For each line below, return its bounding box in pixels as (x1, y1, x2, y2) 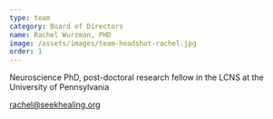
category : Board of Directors (9, 22, 124, 31)
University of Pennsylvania (9, 82, 110, 93)
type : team (9, 13, 51, 23)
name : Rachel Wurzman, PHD (9, 30, 112, 39)
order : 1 (9, 47, 43, 56)
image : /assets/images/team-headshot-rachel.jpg (9, 38, 197, 48)
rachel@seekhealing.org (9, 99, 102, 110)
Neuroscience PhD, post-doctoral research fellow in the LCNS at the (9, 72, 265, 83)
